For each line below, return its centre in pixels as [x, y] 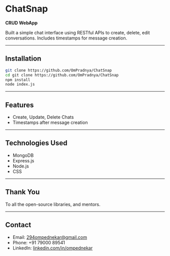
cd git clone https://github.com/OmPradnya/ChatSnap [62, 75]
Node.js [21, 166]
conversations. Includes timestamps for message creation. [66, 38]
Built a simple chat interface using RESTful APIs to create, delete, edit [78, 32]
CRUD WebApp [22, 23]
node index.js [20, 84]
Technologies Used [36, 143]
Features [19, 105]
